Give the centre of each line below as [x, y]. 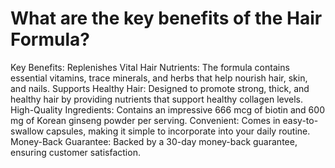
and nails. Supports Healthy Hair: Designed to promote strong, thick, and [160, 88]
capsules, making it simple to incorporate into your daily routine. [178, 131]
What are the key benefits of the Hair [166, 18]
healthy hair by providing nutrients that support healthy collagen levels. [157, 99]
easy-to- [300, 120]
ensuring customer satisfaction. [75, 152]
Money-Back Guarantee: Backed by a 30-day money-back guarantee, [154, 141]
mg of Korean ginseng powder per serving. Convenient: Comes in [145, 120]
